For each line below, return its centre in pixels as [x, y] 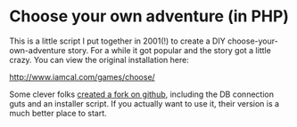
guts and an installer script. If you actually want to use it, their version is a [144, 103]
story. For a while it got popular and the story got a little [169, 50]
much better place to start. [58, 113]
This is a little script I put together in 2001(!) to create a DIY [117, 41]
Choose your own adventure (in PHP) [149, 16]
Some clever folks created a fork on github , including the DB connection [142, 94]
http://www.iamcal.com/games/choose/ [82, 76]
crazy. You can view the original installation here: [99, 60]
